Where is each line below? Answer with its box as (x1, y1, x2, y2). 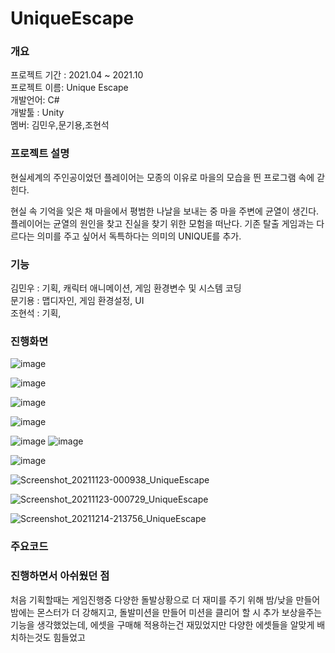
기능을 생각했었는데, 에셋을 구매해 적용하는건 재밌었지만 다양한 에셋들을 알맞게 (10, 618, 315, 631)
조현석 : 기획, (10, 307, 62, 319)
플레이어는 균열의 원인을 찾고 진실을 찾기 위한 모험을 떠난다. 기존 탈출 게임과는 (10, 217, 315, 229)
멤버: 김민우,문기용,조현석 (10, 119, 110, 131)
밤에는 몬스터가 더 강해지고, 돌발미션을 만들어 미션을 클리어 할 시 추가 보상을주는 (10, 606, 323, 618)
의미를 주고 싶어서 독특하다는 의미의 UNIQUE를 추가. (36, 230, 242, 242)
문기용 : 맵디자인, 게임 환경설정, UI (10, 295, 145, 307)
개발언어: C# (10, 94, 60, 106)
